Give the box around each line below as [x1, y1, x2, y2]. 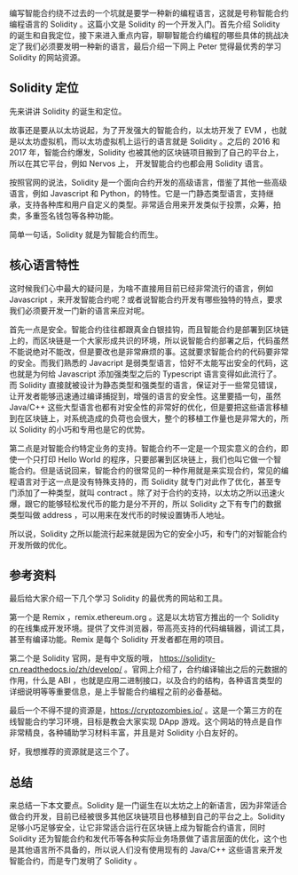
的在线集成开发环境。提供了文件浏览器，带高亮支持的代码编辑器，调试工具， [9, 623, 289, 633]
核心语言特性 [9, 258, 80, 273]
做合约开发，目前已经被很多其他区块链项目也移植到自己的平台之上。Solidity [9, 811, 286, 822]
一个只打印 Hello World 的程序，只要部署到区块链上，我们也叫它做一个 [16, 454, 274, 465]
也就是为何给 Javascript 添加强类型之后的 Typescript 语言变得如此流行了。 [9, 368, 282, 379]
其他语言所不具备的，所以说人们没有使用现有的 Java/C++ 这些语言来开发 [16, 845, 283, 855]
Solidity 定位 [9, 81, 79, 96]
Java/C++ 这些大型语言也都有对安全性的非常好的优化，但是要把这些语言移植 [9, 402, 289, 412]
